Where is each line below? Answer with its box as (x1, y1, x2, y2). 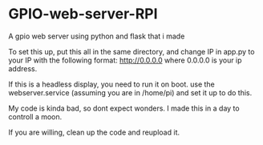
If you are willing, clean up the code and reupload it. (8, 127, 180, 137)
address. (8, 63, 38, 73)
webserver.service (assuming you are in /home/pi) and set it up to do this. (8, 87, 253, 97)
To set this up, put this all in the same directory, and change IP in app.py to (8, 46, 255, 56)
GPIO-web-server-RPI (8, 5, 158, 23)
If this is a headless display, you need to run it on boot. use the (8, 79, 215, 89)
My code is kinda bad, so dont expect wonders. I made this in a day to (8, 103, 240, 113)
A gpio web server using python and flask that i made (8, 31, 185, 41)
